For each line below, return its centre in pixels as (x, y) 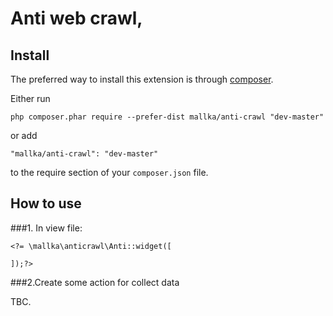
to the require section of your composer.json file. (109, 172)
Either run (30, 98)
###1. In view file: (46, 228)
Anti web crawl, (76, 18)
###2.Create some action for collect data (95, 282)
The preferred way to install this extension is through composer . (142, 79)
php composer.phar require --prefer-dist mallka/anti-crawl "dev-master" (167, 117)
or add (24, 135)
